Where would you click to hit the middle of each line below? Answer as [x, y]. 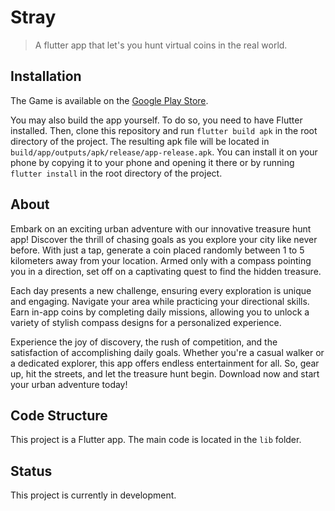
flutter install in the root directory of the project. [116, 173]
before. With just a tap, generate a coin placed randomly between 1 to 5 [157, 250]
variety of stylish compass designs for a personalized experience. [146, 322]
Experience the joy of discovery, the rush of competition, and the [144, 342]
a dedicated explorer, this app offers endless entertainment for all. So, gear [165, 363]
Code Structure [59, 415]
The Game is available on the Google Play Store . [109, 100]
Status [31, 471]
